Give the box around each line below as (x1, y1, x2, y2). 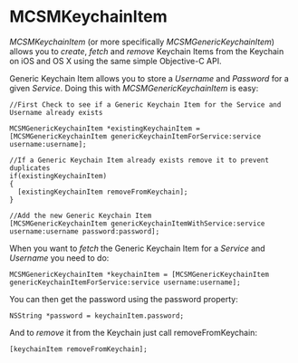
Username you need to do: (9, 252, 110, 263)
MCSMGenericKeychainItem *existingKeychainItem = (9, 124, 201, 133)
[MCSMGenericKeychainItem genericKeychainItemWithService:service (9, 219, 265, 228)
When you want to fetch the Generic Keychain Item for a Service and (9, 243, 265, 253)
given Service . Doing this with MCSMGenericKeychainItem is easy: (9, 82, 259, 93)
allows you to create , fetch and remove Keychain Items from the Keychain (9, 45, 284, 56)
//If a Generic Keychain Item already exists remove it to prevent (9, 156, 270, 165)
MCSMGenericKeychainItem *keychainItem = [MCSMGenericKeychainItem (9, 270, 270, 279)
